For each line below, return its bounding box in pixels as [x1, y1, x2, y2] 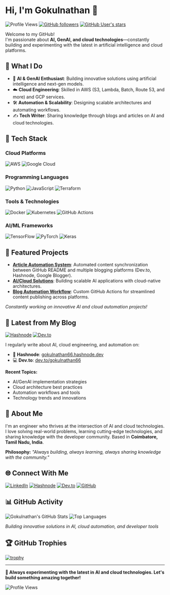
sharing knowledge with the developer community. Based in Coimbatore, [5, 433, 158, 440]
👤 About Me [5, 410, 43, 418]
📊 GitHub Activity [5, 497, 63, 506]
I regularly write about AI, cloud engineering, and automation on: [5, 341, 140, 347]
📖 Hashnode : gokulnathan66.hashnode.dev [12, 351, 104, 358]
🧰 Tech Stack [5, 134, 48, 143]
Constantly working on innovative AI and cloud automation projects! [5, 304, 148, 310]
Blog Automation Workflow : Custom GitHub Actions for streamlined [12, 289, 155, 295]
